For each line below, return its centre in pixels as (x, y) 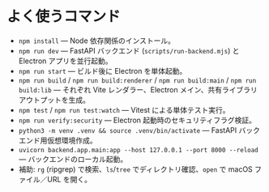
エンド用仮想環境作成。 (58, 140)
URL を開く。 (69, 179)
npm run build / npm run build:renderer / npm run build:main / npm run (137, 80)
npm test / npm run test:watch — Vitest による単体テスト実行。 (124, 109)
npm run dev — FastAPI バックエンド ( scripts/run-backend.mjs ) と (129, 50)
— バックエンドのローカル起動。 (73, 159)
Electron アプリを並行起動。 (65, 61)
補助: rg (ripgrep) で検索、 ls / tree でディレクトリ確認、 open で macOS (136, 169)
